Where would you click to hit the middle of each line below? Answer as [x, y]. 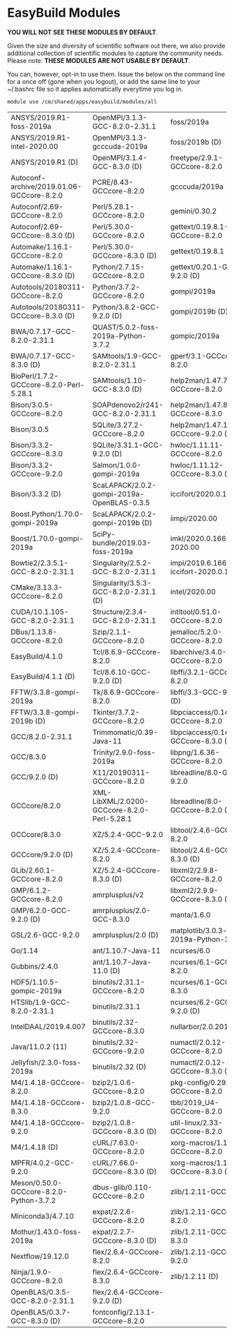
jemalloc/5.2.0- [196, 632]
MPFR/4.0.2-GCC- [42, 1162]
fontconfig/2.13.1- [124, 1312]
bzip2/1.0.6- [114, 1082]
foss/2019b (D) [196, 142]
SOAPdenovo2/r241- [128, 404]
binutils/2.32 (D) [119, 1067]
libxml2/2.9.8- [194, 870]
